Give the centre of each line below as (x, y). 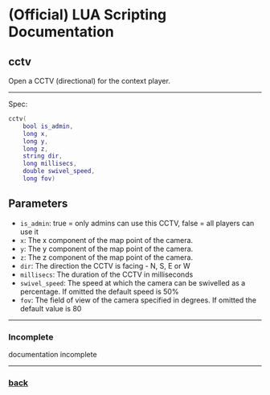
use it (29, 232)
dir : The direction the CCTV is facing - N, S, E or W (105, 265)
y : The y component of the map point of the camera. (106, 249)
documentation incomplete (53, 354)
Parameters (38, 204)
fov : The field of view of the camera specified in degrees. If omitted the (138, 300)
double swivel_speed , (59, 171)
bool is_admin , (48, 126)
